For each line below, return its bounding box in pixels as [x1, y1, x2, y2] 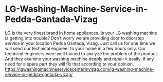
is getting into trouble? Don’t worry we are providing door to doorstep [5, 35, 145, 41]
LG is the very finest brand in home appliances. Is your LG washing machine [5, 30, 157, 36]
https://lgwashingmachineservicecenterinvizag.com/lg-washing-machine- [5, 66, 154, 72]
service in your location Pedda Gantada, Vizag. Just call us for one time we [5, 40, 156, 46]
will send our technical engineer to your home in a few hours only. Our [5, 45, 146, 51]
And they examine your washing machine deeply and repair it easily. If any [5, 56, 154, 61]
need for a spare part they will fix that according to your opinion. [5, 61, 134, 67]
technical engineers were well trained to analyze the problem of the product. [5, 50, 159, 57]
